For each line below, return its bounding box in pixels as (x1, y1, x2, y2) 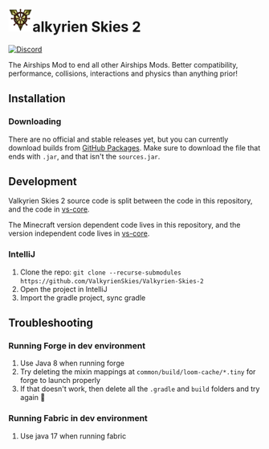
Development (8, 175, 78, 188)
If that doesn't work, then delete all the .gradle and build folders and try (19, 384, 260, 393)
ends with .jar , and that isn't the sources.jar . (8, 151, 161, 161)
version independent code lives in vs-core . (8, 229, 150, 238)
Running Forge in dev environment (8, 340, 146, 352)
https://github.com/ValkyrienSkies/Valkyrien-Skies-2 (19, 277, 204, 285)
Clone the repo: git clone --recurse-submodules (19, 267, 182, 277)
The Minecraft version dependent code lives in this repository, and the (8, 220, 241, 230)
